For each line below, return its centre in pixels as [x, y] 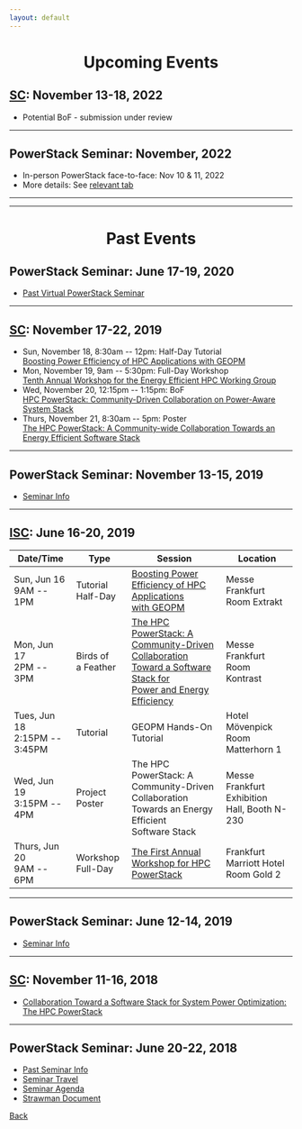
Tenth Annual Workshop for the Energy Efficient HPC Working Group [149, 380]
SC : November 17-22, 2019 [86, 330]
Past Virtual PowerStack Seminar [84, 293]
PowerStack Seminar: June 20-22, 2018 [124, 1047]
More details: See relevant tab [78, 185]
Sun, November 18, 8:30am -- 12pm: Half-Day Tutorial [122, 351]
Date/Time [41, 558]
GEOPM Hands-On [172, 726]
